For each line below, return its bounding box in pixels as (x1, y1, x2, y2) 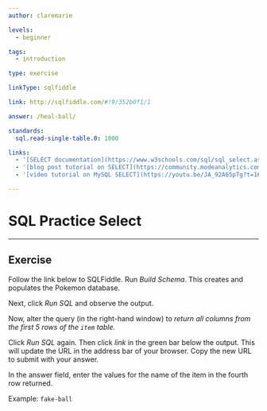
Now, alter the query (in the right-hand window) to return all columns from (8, 313, 251, 323)
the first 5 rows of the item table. (8, 322, 115, 332)
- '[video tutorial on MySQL (15, 171, 112, 179)
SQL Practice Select (8, 212, 142, 231)
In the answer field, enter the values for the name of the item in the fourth (8, 370, 249, 379)
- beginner (15, 33, 52, 41)
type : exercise (8, 69, 59, 78)
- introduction (15, 55, 66, 64)
